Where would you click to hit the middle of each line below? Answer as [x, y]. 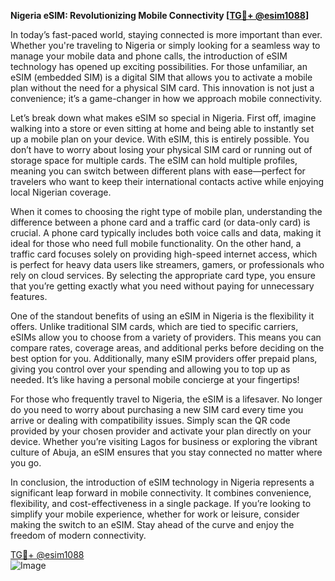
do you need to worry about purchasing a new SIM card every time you [157, 409]
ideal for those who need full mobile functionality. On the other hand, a [156, 243]
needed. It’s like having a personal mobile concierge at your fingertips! [155, 379]
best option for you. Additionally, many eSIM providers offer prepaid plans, [164, 358]
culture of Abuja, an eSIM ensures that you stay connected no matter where [166, 452]
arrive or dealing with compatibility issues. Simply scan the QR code [150, 420]
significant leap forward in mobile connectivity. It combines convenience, [161, 493]
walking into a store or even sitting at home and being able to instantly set [162, 128]
